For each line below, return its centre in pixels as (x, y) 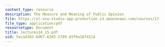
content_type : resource (29, 10)
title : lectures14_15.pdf (31, 32)
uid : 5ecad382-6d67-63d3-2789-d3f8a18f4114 (50, 37)
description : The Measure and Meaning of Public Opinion (65, 14)
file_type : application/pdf (34, 23)
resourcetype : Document (29, 28)
